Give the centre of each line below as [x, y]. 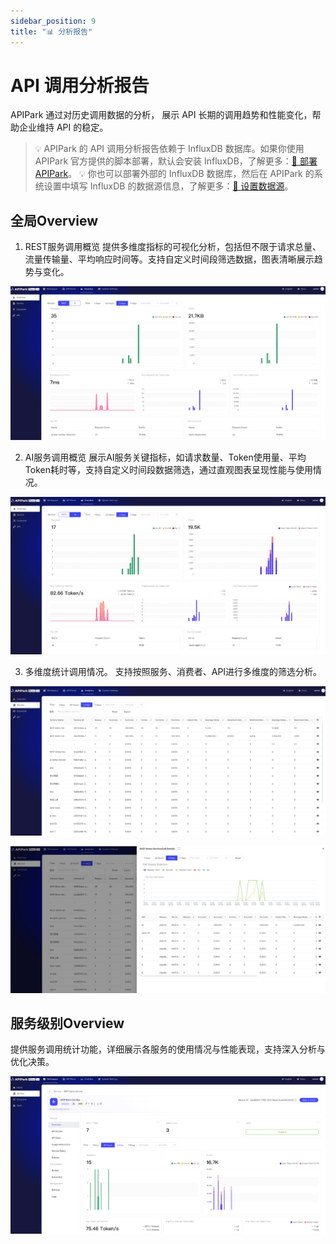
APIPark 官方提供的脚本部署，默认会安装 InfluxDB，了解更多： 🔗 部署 [176, 161]
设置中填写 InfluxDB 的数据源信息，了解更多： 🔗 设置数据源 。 [168, 186]
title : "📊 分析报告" [51, 31]
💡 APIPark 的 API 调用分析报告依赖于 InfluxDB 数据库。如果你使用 [169, 149]
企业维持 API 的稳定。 [63, 127]
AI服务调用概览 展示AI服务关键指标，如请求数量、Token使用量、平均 [165, 457]
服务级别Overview [67, 1023]
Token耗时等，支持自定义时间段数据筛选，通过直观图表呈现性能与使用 [168, 469]
